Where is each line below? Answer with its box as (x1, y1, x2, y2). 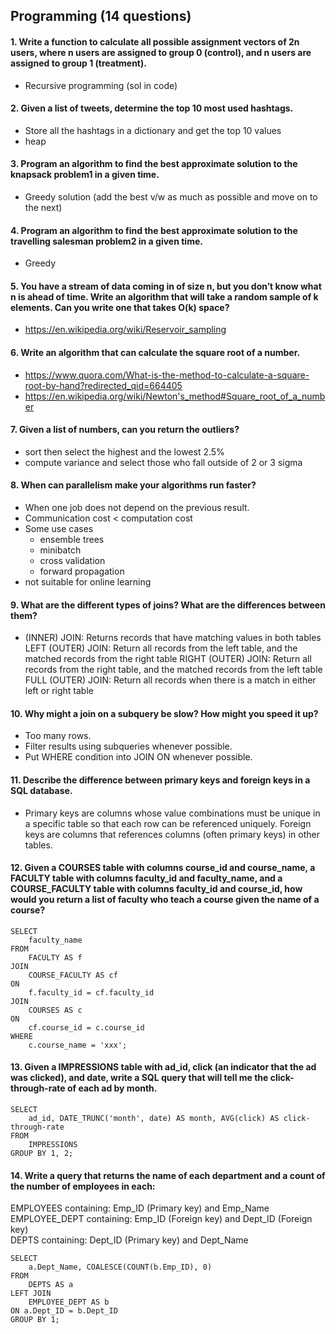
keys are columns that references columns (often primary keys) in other (24, 828, 320, 840)
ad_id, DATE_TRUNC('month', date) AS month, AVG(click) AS (28, 1114, 280, 1124)
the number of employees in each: (10, 1180, 156, 1192)
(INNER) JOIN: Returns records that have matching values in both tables (24, 632, 322, 644)
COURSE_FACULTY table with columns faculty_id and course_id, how (10, 883, 303, 895)
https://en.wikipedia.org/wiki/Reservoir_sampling (24, 324, 227, 336)
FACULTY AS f (28, 952, 83, 963)
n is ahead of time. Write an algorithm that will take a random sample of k (10, 290, 319, 303)
